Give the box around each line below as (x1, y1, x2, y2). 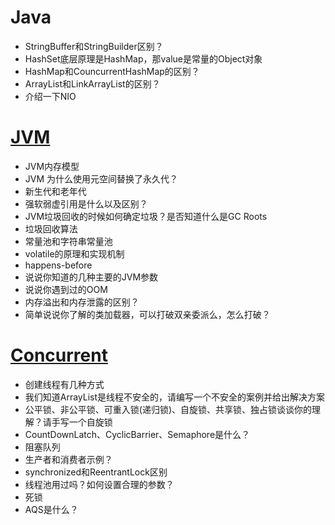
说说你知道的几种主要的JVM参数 (24, 271, 159, 283)
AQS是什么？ (24, 503, 79, 515)
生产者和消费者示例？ (24, 453, 113, 465)
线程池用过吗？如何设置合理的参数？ (24, 478, 175, 490)
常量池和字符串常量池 (24, 235, 113, 247)
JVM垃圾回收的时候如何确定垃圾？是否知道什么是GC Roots (24, 210, 268, 222)
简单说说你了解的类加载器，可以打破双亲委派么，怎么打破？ (24, 308, 271, 320)
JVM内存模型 (24, 160, 80, 172)
